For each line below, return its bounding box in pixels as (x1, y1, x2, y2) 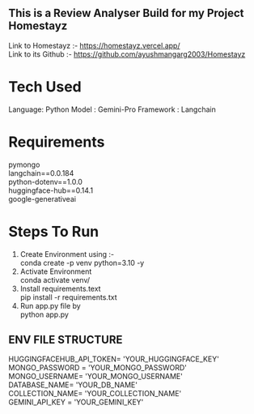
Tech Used (8, 78, 83, 96)
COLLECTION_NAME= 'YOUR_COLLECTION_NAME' (8, 389, 182, 399)
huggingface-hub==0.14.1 (8, 186, 94, 195)
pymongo (8, 160, 40, 169)
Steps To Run (8, 222, 99, 241)
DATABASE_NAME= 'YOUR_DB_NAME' (8, 380, 138, 390)
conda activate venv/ (19, 275, 91, 284)
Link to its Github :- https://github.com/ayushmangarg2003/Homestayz (8, 49, 246, 59)
